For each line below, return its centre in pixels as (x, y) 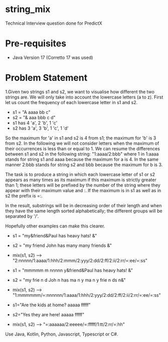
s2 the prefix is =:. (24, 196)
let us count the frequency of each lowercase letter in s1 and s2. (71, 102)
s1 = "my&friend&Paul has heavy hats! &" (55, 235)
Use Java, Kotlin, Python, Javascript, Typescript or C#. (62, 334)
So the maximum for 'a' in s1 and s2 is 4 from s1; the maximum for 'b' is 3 (81, 138)
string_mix (28, 9)
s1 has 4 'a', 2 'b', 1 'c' (35, 123)
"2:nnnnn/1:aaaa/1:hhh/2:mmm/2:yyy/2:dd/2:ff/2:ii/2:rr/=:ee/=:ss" (80, 261)
